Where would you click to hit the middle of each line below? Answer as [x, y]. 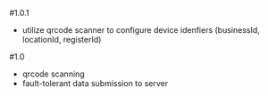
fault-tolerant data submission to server [95, 83]
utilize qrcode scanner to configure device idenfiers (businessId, [141, 30]
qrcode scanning [53, 74]
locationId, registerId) [62, 40]
